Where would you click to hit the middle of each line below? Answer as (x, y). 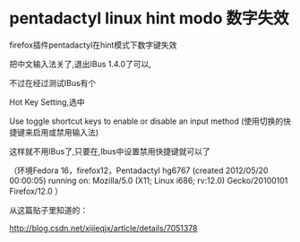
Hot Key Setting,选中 (47, 102)
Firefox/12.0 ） (36, 191)
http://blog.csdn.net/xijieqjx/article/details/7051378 (104, 228)
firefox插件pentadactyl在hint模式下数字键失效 (93, 45)
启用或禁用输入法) (66, 132)
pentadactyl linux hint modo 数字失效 (149, 18)
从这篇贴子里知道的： (48, 210)
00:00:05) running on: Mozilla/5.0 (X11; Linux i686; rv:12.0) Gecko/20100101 (149, 180)
